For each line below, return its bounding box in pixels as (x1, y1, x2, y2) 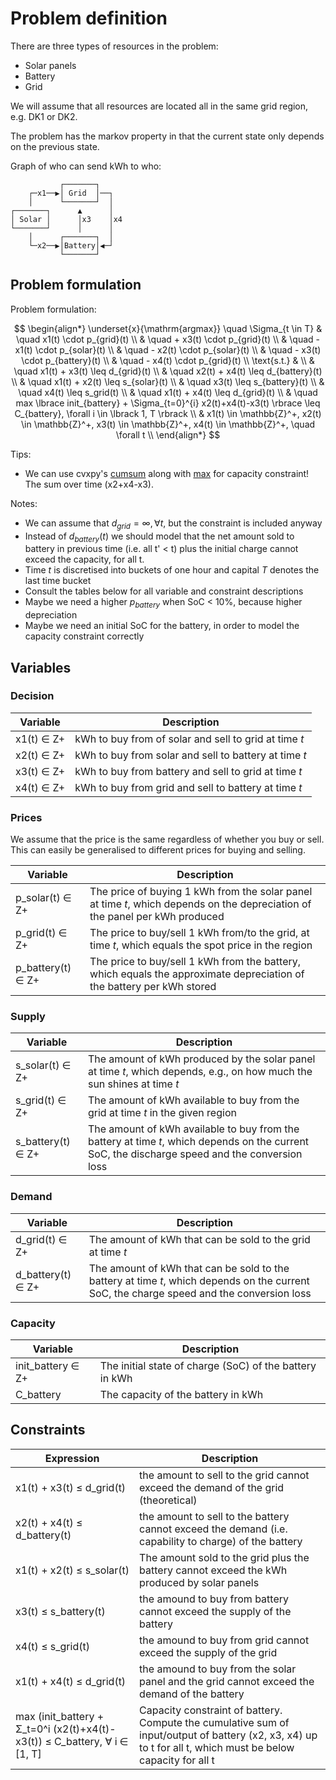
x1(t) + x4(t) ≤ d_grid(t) (15, 1674, 127, 1688)
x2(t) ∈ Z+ (15, 748, 66, 762)
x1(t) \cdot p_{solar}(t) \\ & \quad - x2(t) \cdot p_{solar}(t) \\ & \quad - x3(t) (14, 343, 322, 356)
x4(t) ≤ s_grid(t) (15, 1639, 90, 1653)
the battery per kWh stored (89, 980, 217, 994)
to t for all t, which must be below (139, 1740, 295, 1754)
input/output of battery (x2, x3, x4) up (139, 1728, 318, 1742)
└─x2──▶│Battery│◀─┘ (28, 240, 114, 251)
